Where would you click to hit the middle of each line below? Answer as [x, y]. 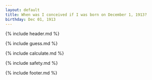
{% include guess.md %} [31, 44]
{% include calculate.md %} [35, 53]
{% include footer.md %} [31, 73]
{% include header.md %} [32, 34]
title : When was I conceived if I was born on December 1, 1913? [76, 15]
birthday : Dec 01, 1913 [31, 19]
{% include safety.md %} [32, 63]
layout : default [22, 10]
